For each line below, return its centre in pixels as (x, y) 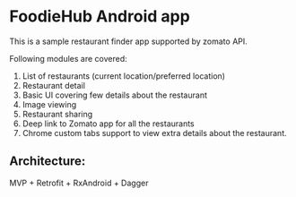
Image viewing (49, 104)
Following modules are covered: (68, 58)
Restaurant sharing (57, 114)
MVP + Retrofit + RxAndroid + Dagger (79, 183)
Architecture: (48, 162)
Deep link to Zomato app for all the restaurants (108, 124)
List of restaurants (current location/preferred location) (124, 76)
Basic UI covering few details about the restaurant (115, 95)
